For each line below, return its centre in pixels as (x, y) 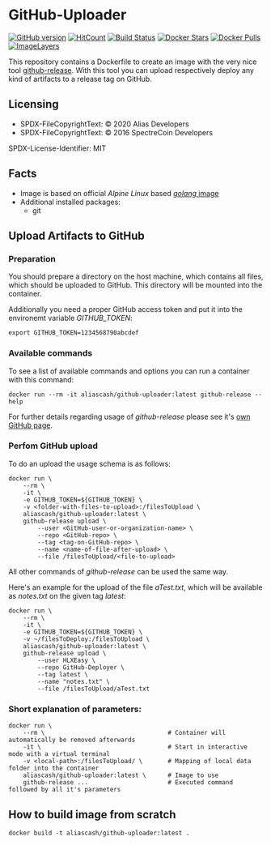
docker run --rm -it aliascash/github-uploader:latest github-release (130, 395)
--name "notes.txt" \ (74, 681)
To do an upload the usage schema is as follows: (90, 463)
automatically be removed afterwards (72, 740)
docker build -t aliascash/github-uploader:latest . (99, 833)
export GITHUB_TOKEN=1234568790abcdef (74, 333)
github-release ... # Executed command (128, 783)
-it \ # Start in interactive (135, 747)
